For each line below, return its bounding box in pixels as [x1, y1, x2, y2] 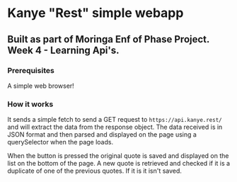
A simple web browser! [7, 81, 74, 90]
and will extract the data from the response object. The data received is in [7, 123, 223, 132]
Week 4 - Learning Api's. [7, 44, 120, 56]
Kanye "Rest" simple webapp [7, 5, 184, 21]
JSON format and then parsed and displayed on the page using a [7, 130, 197, 139]
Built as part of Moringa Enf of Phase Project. [7, 33, 210, 45]
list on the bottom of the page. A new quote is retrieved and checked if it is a [7, 159, 231, 168]
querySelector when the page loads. [7, 138, 114, 147]
